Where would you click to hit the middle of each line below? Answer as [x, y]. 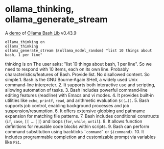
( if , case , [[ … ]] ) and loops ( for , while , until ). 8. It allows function [74, 121]
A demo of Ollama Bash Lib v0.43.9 [41, 33]
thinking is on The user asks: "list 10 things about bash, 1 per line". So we [79, 64]
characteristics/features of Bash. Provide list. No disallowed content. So [78, 74]
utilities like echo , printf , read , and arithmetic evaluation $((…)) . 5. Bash [77, 100]
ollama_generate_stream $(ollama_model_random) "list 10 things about [79, 50]
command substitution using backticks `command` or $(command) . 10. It [75, 131]
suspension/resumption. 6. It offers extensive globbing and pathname [75, 111]
